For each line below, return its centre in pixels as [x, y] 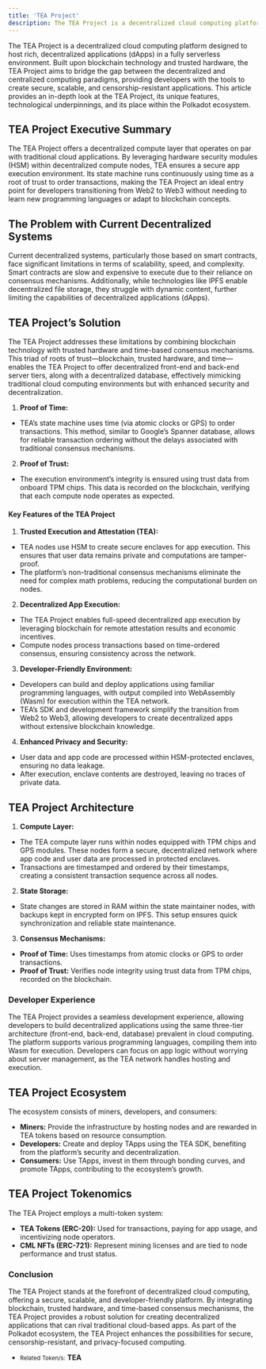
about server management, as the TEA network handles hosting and [120, 1059]
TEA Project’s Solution [65, 322]
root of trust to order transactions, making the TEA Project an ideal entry [126, 182]
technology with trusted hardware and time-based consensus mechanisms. [131, 350]
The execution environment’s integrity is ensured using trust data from [134, 479]
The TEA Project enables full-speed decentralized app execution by [130, 620]
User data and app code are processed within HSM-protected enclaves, [137, 757]
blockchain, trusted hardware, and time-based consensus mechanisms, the [131, 1309]
